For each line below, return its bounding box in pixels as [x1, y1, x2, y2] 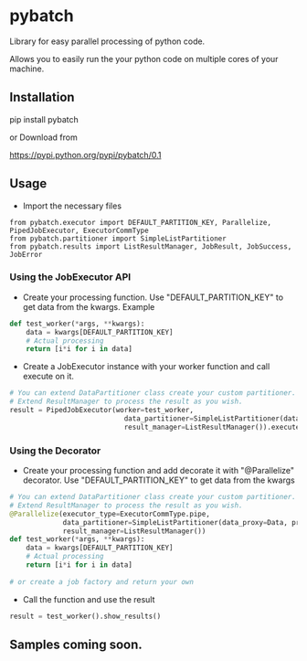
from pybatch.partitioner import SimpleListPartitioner [9, 234, 227, 243]
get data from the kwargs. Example [22, 301, 155, 312]
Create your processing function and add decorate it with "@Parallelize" [22, 465, 295, 476]
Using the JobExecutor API [9, 271, 132, 283]
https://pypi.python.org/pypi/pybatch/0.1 [9, 149, 162, 160]
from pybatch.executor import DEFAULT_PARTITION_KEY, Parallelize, [9, 218, 272, 227]
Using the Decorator [9, 444, 101, 457]
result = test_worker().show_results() [9, 612, 162, 621]
